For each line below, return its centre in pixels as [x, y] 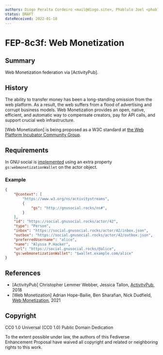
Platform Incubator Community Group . [43, 135]
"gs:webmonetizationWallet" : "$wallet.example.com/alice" [73, 253]
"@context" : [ [28, 195]
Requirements [27, 150]
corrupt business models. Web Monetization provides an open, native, [75, 110]
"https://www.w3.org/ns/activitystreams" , [66, 199]
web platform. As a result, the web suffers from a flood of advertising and [78, 105]
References [23, 273]
